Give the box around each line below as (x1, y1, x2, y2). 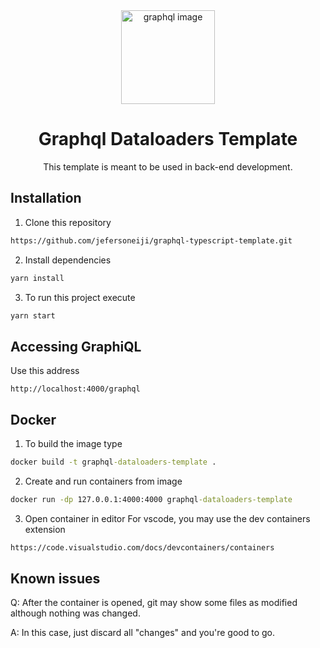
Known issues (10, 570, 101, 588)
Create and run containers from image (24, 475, 183, 487)
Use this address (10, 365, 80, 377)
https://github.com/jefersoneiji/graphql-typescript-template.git (10, 235, 293, 246)
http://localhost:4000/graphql (10, 384, 141, 394)
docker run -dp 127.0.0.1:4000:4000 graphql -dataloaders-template (10, 494, 293, 504)
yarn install (10, 273, 65, 283)
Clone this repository (24, 216, 112, 228)
